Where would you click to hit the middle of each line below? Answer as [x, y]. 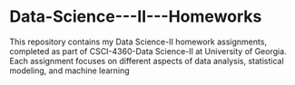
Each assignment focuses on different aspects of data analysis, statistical [147, 61]
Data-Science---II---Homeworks [136, 17]
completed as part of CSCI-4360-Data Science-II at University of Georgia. [148, 51]
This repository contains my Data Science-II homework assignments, [138, 42]
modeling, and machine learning [69, 71]
